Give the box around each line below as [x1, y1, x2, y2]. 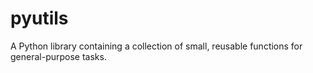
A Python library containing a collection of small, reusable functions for [10, 40, 303, 52]
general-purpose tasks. [10, 50, 107, 62]
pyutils [10, 7, 69, 30]
